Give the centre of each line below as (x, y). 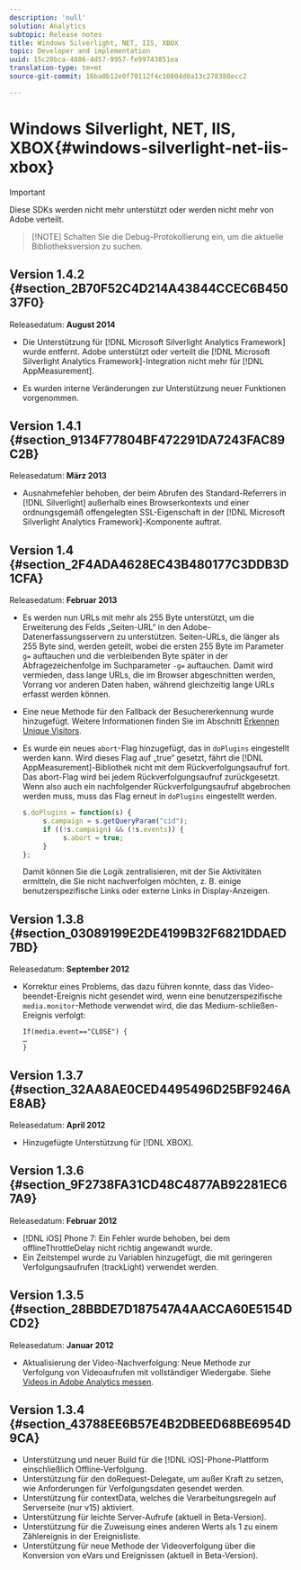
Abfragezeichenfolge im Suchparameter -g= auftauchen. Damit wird (148, 666)
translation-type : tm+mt (56, 68)
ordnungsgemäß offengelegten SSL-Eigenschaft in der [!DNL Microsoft (154, 512)
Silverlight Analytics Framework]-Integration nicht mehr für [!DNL (143, 361)
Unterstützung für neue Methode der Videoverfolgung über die (139, 1546)
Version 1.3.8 (47, 919)
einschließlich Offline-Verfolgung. (84, 1469)
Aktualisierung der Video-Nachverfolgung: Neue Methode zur (137, 1363)
